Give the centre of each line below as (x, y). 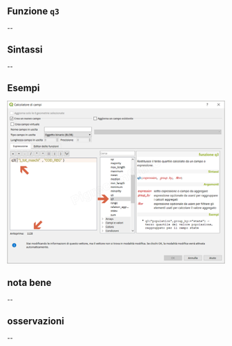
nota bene (29, 283)
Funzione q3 (33, 11)
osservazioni (36, 321)
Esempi (23, 88)
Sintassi (25, 50)
